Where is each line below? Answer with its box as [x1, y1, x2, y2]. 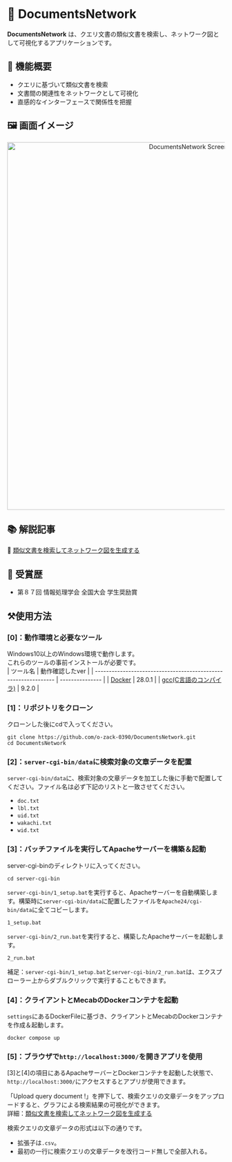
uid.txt [17, 813, 39, 820]
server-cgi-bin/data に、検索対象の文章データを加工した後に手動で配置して [7, 774, 223, 782]
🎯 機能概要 [7, 61, 52, 72]
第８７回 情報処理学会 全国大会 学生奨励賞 [17, 588, 138, 597]
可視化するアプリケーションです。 [19, 38, 115, 47]
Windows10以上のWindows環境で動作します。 [7, 649, 139, 658]
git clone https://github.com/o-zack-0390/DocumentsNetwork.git [7, 734, 196, 741]
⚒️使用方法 [7, 610, 52, 622]
